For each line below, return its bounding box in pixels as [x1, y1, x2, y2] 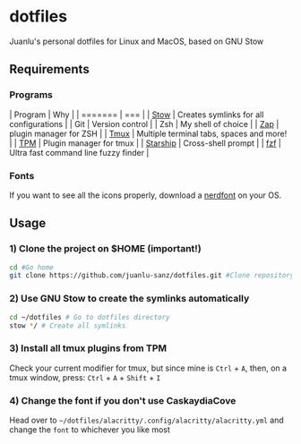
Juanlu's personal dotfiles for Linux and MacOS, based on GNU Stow [9, 36, 264, 47]
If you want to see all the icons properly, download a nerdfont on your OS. [9, 190, 282, 201]
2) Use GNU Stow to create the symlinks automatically [9, 293, 250, 305]
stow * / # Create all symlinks [9, 320, 126, 330]
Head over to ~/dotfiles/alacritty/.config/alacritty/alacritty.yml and [9, 414, 284, 425]
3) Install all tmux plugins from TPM [9, 342, 168, 354]
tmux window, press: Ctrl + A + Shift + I [9, 371, 161, 382]
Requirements [9, 62, 90, 77]
